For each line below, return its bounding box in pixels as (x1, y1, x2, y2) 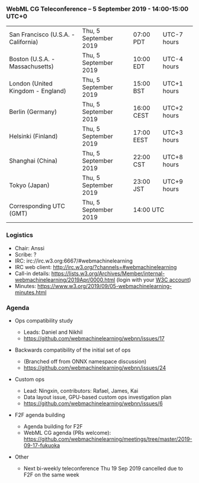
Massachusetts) (9, 62, 54, 71)
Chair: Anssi (14, 244, 44, 251)
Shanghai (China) (9, 157, 58, 165)
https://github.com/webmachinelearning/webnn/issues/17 (23, 334, 165, 342)
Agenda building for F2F (23, 422, 83, 430)
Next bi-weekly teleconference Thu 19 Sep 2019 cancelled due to (23, 465, 184, 472)
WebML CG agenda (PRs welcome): (23, 429, 111, 436)
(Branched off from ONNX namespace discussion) (23, 358, 147, 365)
